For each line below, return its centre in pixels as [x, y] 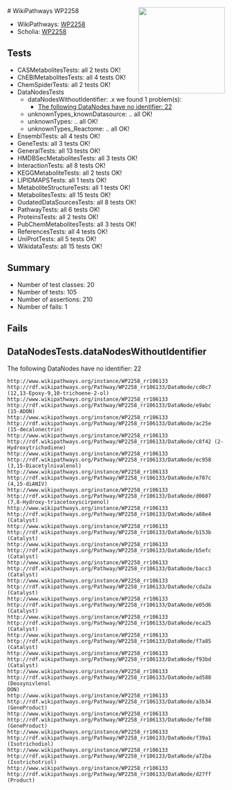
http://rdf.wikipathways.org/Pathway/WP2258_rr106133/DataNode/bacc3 [109, 568]
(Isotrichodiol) [30, 744]
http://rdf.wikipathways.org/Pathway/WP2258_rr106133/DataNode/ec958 [109, 460]
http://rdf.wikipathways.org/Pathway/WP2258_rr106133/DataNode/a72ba [109, 756]
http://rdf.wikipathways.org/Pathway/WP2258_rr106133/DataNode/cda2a [109, 587]
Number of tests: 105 [47, 292]
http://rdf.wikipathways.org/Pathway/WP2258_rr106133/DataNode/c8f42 [109, 442]
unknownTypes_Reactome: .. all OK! [78, 129]
